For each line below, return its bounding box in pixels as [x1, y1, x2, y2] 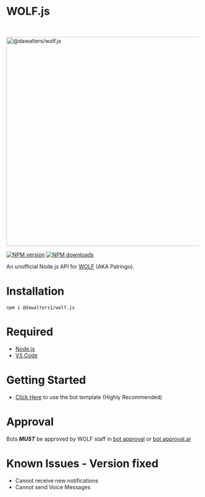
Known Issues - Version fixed [6, 457, 159, 470]
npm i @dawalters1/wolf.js [6, 305, 75, 311]
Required [6, 325, 54, 339]
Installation [6, 284, 65, 298]
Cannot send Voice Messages [15, 483, 91, 491]
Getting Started [6, 373, 87, 387]
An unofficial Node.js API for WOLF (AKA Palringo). [6, 262, 135, 270]
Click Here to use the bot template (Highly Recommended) [15, 393, 163, 401]
